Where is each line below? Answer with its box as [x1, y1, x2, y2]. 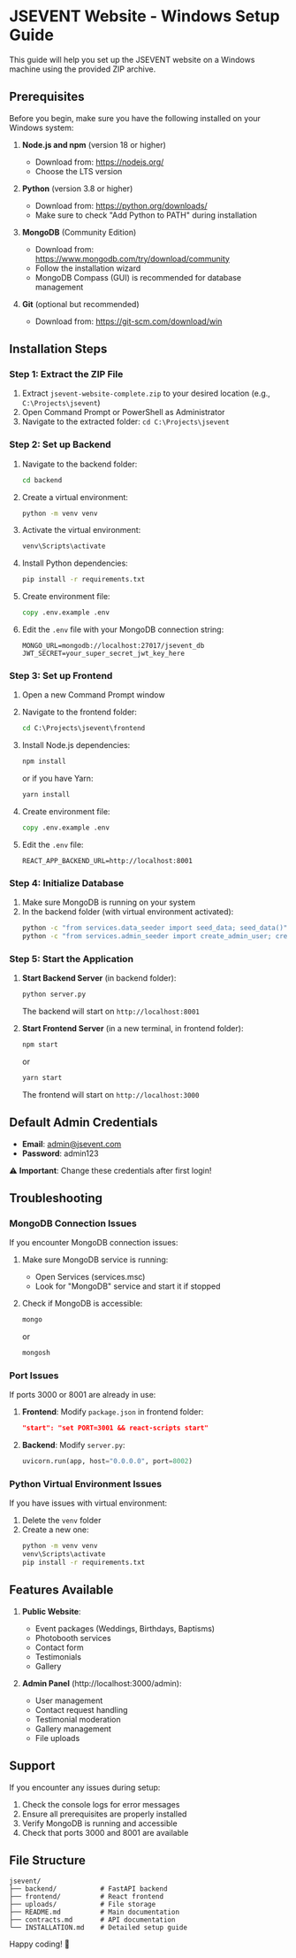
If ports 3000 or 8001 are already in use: [9, 1390, 156, 1400]
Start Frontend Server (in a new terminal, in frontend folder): [21, 1023, 244, 1034]
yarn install [21, 790, 71, 799]
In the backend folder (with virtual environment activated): [21, 906, 234, 917]
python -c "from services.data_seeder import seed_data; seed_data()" [21, 923, 288, 933]
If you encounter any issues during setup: [9, 1782, 161, 1792]
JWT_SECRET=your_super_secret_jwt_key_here [21, 649, 186, 659]
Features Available [9, 1583, 114, 1598]
